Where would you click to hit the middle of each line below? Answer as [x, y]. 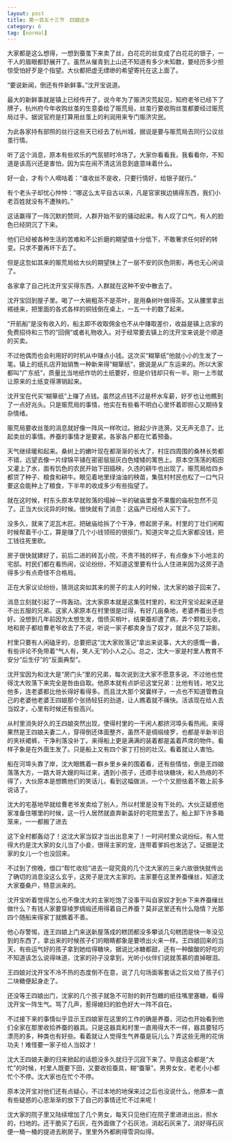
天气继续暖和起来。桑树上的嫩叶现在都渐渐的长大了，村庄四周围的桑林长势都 [115, 451]
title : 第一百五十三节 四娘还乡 [49, 20]
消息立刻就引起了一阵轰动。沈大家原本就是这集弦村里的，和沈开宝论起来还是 [115, 602]
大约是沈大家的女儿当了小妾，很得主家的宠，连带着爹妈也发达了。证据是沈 [118, 845]
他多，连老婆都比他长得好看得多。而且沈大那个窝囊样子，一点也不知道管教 [112, 692]
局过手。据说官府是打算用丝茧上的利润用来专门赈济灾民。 [88, 117]
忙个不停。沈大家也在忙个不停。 [52, 1077]
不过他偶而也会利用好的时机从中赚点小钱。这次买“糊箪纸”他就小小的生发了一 [115, 356]
